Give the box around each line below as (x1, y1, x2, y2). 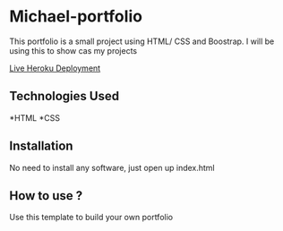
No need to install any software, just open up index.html (9, 162, 215, 173)
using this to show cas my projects (9, 45, 137, 56)
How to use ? (9, 188, 83, 203)
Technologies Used (9, 89, 119, 104)
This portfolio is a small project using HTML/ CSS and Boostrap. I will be (9, 36, 275, 47)
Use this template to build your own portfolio (9, 212, 173, 223)
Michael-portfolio (9, 6, 143, 27)
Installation (9, 139, 73, 154)
